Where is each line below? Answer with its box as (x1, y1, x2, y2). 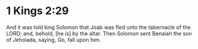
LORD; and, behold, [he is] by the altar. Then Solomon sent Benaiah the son (6, 30, 193, 37)
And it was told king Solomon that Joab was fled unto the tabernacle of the (6, 24, 191, 31)
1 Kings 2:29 (6, 4, 69, 18)
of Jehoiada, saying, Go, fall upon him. (6, 36, 101, 43)
